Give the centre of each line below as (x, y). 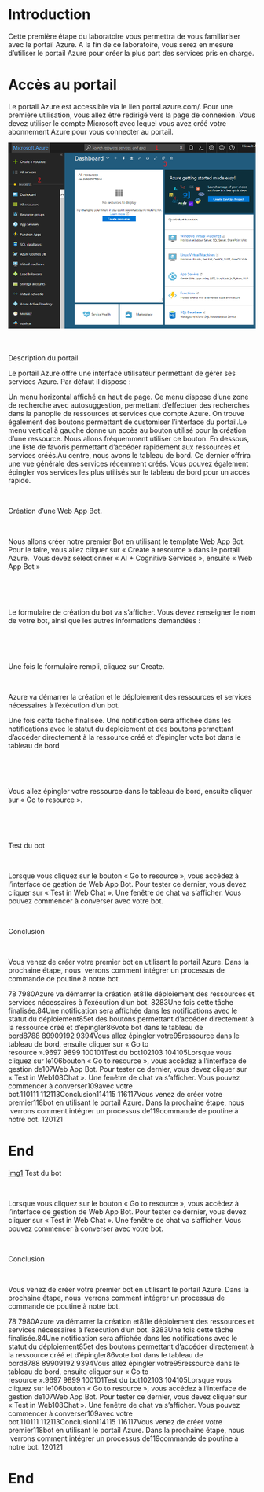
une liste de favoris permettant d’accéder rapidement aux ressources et (124, 447)
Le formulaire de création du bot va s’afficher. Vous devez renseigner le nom (132, 612)
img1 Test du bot (35, 1173)
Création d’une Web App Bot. (55, 511)
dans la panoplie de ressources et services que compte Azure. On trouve (126, 414)
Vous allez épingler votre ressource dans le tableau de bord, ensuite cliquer (130, 792)
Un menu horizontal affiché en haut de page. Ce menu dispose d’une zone (128, 397)
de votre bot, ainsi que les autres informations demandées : (104, 621)
